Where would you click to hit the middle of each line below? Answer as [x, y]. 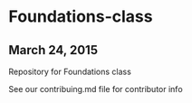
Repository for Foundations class [70, 71]
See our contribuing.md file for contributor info [96, 89]
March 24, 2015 [53, 50]
